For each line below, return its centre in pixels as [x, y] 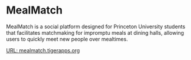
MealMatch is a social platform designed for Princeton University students [96, 26]
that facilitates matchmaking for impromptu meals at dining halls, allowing [95, 32]
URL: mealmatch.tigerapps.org [43, 50]
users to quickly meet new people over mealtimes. [67, 39]
